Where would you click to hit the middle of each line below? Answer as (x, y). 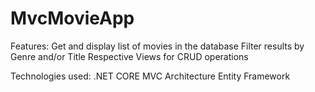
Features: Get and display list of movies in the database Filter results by (157, 46)
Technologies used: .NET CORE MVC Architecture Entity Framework (150, 76)
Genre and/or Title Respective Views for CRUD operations (129, 56)
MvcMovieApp (72, 18)
